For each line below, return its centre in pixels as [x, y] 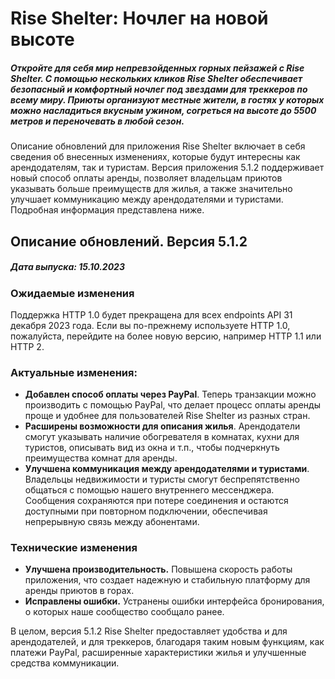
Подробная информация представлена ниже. [107, 210]
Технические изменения [74, 548]
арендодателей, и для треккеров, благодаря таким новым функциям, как [167, 642]
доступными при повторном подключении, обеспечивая [146, 511]
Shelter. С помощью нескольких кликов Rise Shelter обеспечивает [156, 78]
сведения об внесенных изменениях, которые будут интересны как [155, 157]
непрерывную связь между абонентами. [112, 522]
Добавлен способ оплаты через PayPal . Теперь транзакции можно [170, 394]
